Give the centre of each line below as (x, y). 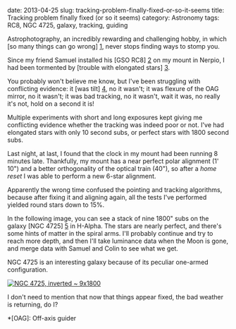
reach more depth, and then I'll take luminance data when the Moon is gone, (118, 241)
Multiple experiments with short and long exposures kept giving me (105, 117)
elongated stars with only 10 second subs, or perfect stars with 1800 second (118, 132)
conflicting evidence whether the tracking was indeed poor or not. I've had (116, 125)
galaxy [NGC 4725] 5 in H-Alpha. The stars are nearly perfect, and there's (114, 226)
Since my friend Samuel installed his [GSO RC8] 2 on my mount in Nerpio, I (116, 60)
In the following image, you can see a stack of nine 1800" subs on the (108, 219)
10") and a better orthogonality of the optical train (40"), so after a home (112, 168)
